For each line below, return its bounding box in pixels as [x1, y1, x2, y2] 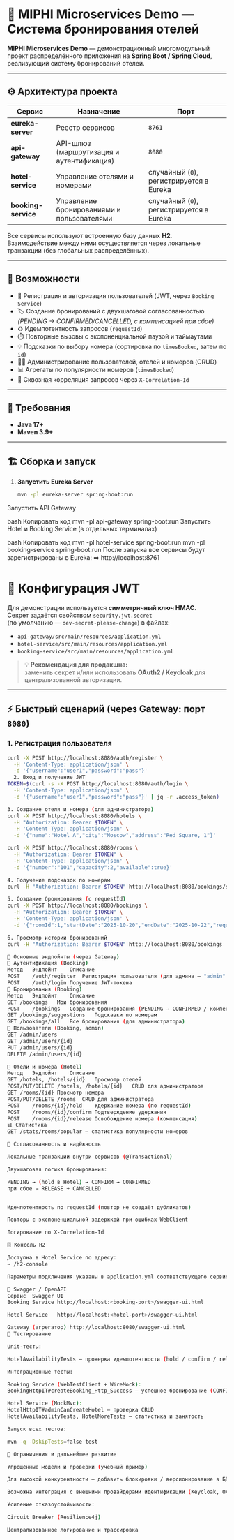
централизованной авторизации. [24, 676, 123, 683]
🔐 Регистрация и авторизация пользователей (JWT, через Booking [17, 291, 214, 299]
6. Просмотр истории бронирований [7, 934, 108, 941]
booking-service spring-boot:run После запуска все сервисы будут [7, 546, 205, 554]
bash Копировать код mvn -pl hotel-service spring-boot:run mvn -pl [7, 538, 205, 547]
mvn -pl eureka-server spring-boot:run [17, 491, 134, 498]
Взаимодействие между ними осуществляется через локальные [7, 239, 201, 247]
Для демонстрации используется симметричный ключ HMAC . [7, 604, 196, 612]
